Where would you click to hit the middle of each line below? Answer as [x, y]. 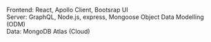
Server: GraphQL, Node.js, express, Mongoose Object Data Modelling [105, 17]
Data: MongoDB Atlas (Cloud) [48, 31]
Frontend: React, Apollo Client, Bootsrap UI [67, 10]
